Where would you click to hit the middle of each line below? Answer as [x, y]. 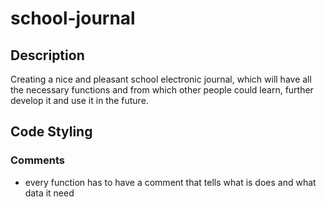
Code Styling [51, 132]
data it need [49, 193]
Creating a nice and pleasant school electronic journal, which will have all [161, 79]
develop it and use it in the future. [79, 100]
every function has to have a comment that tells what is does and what [170, 182]
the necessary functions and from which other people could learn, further [162, 90]
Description [47, 55]
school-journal [73, 18]
